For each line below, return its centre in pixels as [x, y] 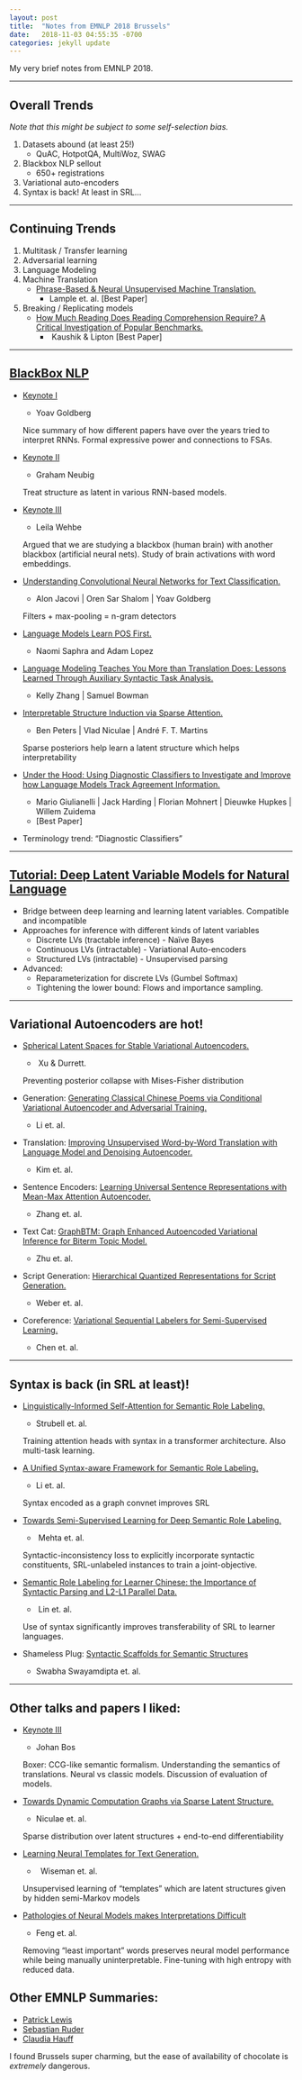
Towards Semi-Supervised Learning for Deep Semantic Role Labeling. [151, 1521]
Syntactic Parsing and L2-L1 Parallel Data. [100, 1592]
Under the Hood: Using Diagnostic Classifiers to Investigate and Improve [156, 775]
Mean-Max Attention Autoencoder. [86, 1197]
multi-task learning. [58, 1450]
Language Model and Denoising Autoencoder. [107, 1152]
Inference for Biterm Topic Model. [84, 1241]
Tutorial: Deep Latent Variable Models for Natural [149, 875]
